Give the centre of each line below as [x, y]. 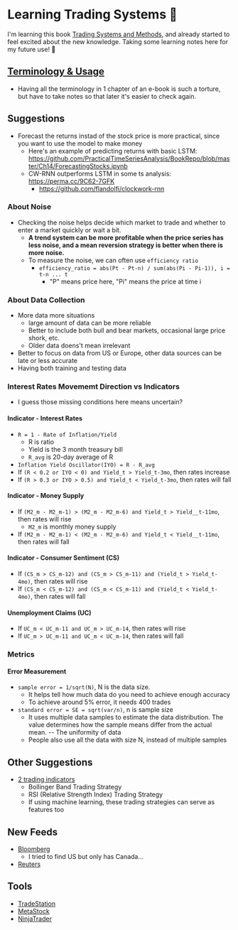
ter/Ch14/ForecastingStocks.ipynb [78, 166]
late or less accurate [48, 361]
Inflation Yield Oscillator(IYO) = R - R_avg [86, 465]
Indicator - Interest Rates [45, 418]
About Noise [29, 207]
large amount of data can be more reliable [90, 323]
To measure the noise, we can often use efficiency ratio [113, 260]
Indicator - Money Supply [46, 496]
